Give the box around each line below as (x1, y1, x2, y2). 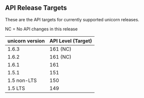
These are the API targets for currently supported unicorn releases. (5, 16, 140, 22)
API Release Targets (5, 4, 67, 12)
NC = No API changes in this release (5, 26, 78, 32)
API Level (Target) (49, 37, 92, 44)
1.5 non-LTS (7, 77, 37, 84)
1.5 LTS (7, 84, 25, 91)
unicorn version (7, 37, 45, 44)
